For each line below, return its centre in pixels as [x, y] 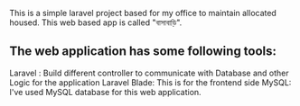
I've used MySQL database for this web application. [105, 92]
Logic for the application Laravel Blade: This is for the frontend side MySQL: [150, 82]
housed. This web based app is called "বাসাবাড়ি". [96, 22]
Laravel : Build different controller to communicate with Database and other [149, 73]
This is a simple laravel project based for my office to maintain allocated [143, 13]
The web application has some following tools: [143, 52]
